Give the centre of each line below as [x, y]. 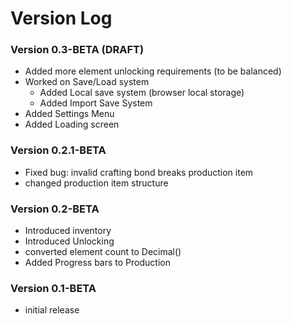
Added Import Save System [96, 103]
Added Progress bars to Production [97, 263]
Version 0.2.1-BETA [58, 150]
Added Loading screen [72, 124]
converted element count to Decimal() [103, 252]
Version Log [61, 18]
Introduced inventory [68, 231]
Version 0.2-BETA [55, 209]
